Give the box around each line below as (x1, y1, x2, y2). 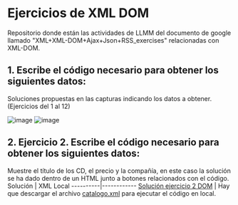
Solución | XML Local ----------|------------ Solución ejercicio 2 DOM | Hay (7, 182, 230, 190)
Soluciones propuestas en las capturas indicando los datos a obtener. (7, 94, 212, 102)
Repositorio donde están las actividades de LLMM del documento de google (7, 28, 232, 37)
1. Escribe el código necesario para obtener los (7, 64, 219, 76)
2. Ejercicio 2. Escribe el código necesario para (7, 137, 219, 149)
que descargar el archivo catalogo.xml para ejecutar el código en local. (7, 189, 216, 197)
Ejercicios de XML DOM (7, 5, 150, 21)
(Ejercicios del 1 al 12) (7, 102, 71, 110)
